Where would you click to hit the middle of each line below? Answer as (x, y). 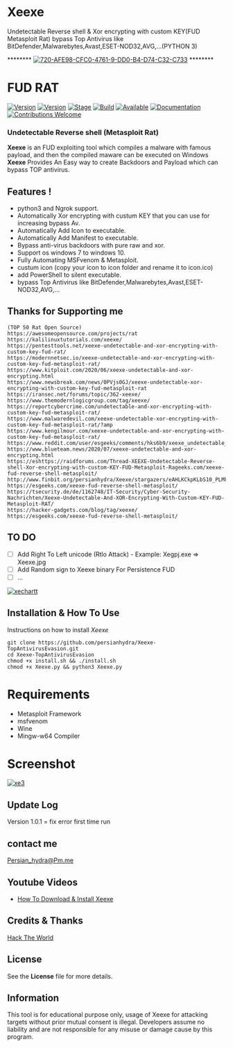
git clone (21, 643)
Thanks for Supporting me (65, 311)
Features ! (29, 192)
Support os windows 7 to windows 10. (71, 252)
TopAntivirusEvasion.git (43, 648)
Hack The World (31, 937)
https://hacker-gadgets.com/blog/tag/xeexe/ (72, 510)
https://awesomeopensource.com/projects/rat (72, 333)
